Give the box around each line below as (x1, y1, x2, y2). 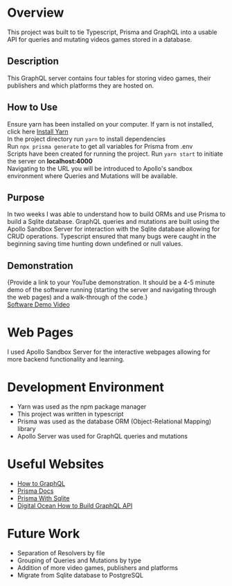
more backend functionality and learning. (7, 355, 125, 364)
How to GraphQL (17, 480, 66, 487)
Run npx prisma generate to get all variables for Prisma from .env (7, 142, 193, 150)
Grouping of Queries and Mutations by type (17, 556, 142, 564)
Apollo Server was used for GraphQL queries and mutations (17, 432, 188, 441)
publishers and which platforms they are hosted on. (7, 81, 154, 90)
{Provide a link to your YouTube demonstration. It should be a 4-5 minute (7, 278, 215, 286)
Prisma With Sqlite (17, 494, 70, 502)
